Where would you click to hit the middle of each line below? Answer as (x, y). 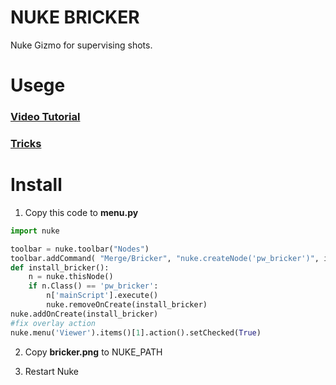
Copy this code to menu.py (81, 212)
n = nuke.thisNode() (71, 277)
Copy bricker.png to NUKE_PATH (93, 352)
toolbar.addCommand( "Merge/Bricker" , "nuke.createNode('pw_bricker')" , (165, 258)
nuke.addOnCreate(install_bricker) (84, 314)
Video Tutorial (45, 117)
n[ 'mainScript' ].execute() (102, 296)
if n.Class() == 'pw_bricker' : (93, 286)
